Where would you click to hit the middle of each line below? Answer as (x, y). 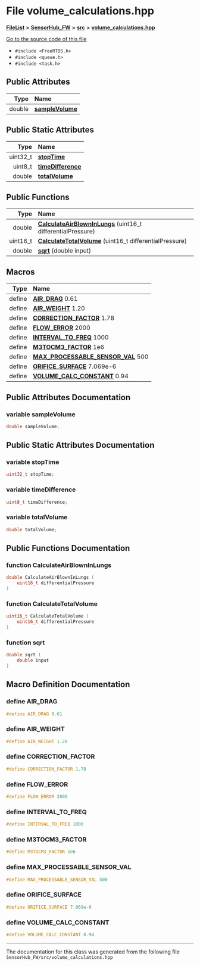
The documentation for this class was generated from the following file (93, 952)
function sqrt (26, 643)
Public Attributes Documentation (68, 397)
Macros (21, 272)
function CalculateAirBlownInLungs (59, 565)
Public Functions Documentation (68, 548)
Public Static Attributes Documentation (80, 445)
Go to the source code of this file (46, 39)
